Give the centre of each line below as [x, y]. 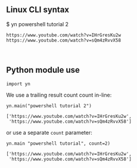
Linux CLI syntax [38, 10]
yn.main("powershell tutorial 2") [49, 106]
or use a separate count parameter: [49, 132]
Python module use [43, 70]
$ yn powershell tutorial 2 [38, 24]
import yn [18, 84]
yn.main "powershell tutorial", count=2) [58, 143]
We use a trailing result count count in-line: [59, 95]
